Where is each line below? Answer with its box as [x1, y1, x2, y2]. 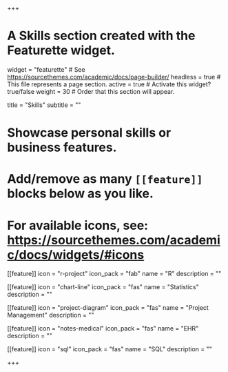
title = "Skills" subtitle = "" [7, 101, 81, 109]
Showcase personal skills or [7, 125, 172, 141]
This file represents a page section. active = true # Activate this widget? [7, 80, 211, 88]
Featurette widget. [7, 43, 116, 59]
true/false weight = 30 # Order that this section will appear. [7, 87, 175, 95]
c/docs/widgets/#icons [7, 246, 145, 262]
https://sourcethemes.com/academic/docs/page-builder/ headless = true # [7, 72, 221, 81]
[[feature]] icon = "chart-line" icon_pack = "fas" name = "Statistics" [7, 283, 199, 291]
